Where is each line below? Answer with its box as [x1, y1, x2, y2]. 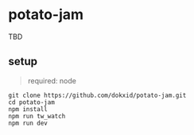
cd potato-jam [8, 98, 56, 106]
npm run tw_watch [8, 112, 66, 120]
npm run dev [8, 119, 48, 127]
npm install [8, 105, 48, 113]
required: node [27, 75, 77, 85]
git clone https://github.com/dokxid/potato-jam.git [8, 91, 187, 99]
